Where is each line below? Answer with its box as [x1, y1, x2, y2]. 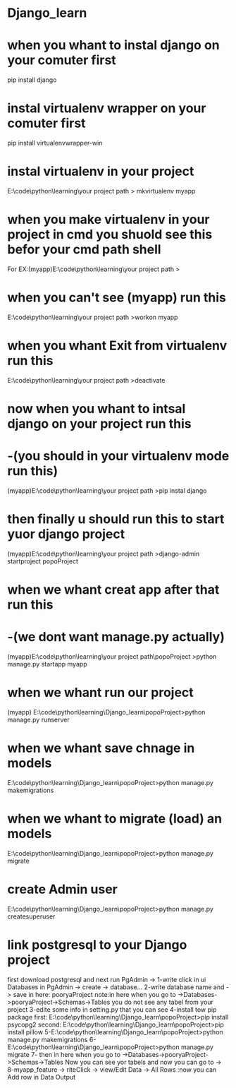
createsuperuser [7, 912, 56, 921]
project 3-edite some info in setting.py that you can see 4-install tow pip [7, 1005, 217, 1014]
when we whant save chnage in [7, 740, 195, 756]
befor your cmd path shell [7, 241, 161, 258]
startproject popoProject [7, 556, 79, 566]
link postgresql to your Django [7, 937, 187, 952]
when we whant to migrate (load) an [7, 811, 223, 827]
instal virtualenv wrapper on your [7, 100, 206, 116]
